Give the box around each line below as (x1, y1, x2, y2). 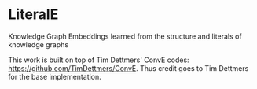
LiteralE (8, 6, 59, 24)
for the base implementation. (8, 72, 102, 81)
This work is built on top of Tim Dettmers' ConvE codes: (8, 55, 190, 65)
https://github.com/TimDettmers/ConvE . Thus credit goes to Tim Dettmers (8, 63, 249, 72)
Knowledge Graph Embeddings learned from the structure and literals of (8, 32, 242, 41)
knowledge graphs (8, 39, 69, 49)
